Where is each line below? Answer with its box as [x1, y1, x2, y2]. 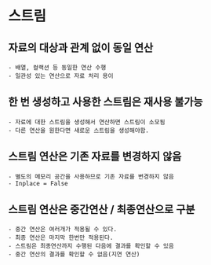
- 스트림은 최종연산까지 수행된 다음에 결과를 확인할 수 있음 [8, 242, 174, 250]
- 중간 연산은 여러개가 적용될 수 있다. [8, 226, 118, 234]
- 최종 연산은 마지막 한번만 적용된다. [8, 234, 114, 242]
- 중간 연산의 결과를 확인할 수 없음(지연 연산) [8, 251, 140, 259]
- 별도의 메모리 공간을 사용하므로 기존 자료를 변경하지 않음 [8, 172, 174, 181]
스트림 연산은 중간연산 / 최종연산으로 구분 [8, 203, 195, 216]
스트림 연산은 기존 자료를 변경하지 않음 [8, 150, 182, 164]
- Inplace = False [8, 179, 68, 187]
